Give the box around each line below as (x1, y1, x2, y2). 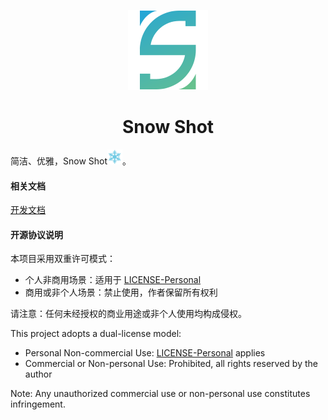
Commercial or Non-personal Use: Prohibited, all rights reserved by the (24, 358, 318, 370)
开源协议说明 (10, 228, 63, 240)
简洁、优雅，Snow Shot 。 (10, 155, 132, 167)
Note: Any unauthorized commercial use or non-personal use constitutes (10, 388, 311, 400)
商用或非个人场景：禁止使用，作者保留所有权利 (24, 286, 218, 299)
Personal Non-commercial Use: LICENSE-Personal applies (24, 347, 266, 359)
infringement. (10, 398, 66, 410)
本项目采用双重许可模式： (10, 253, 116, 265)
